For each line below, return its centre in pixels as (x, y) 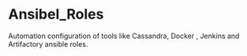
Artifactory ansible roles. (48, 44)
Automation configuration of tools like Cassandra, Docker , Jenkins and (124, 36)
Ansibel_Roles (56, 14)
